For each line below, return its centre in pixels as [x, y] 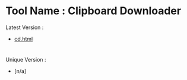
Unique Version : [26, 60]
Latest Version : [25, 27]
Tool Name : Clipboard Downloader [93, 11]
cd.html [23, 39]
